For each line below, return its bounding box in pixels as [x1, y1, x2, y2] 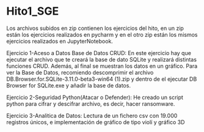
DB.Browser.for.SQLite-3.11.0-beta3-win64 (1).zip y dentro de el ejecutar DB [6, 75, 197, 82]
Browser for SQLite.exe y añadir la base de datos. [6, 81, 131, 89]
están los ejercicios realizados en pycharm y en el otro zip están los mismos [6, 31, 198, 38]
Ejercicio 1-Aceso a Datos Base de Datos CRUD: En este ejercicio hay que [6, 49, 191, 56]
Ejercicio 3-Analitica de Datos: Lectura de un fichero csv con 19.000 [6, 112, 178, 119]
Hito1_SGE [6, 4, 59, 18]
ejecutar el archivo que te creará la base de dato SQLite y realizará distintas [6, 56, 197, 63]
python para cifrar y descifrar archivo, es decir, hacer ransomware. [6, 100, 175, 108]
